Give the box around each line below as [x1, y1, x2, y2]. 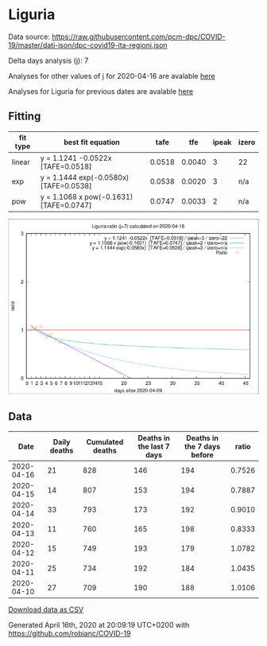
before [191, 449, 214, 459]
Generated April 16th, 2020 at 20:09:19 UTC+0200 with [8, 620, 190, 629]
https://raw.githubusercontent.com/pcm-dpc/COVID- [51, 32, 226, 41]
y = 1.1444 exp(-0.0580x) [40, 173, 130, 182]
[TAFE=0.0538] [40, 181, 92, 190]
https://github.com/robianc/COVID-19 [8, 628, 131, 638]
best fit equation [63, 137, 121, 146]
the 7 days [184, 442, 221, 451]
